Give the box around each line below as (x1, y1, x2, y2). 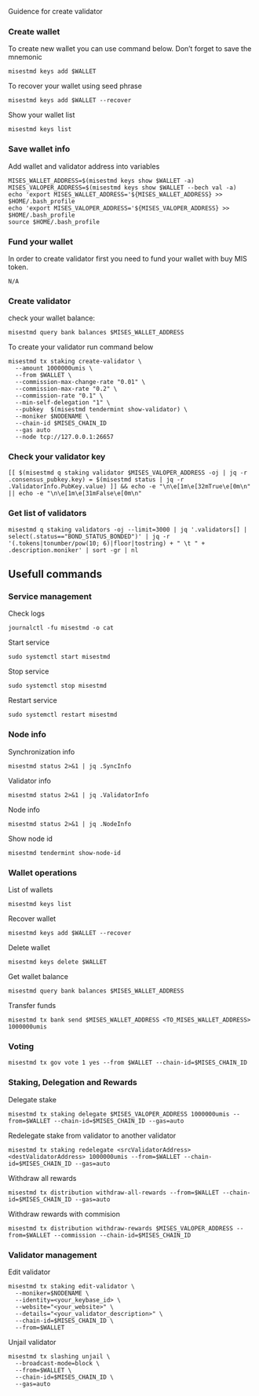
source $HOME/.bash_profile (8, 217, 100, 226)
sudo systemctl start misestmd (8, 653, 111, 661)
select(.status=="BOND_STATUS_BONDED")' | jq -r (8, 532, 170, 540)
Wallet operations (8, 867, 77, 878)
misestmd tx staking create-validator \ (8, 357, 143, 366)
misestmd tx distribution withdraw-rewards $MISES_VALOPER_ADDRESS (8, 1224, 234, 1232)
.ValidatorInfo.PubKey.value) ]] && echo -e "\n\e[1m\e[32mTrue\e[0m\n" (8, 483, 251, 491)
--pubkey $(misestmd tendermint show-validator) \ (15, 406, 188, 414)
